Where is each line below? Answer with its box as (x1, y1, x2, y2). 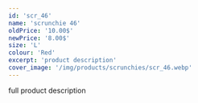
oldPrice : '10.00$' (8, 26, 74, 34)
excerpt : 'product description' (8, 57, 117, 65)
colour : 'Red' (8, 49, 56, 57)
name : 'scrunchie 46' (8, 19, 81, 27)
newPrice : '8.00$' (8, 34, 70, 42)
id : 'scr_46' (8, 11, 52, 20)
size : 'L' (8, 42, 42, 50)
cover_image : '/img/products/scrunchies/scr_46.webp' (8, 64, 193, 72)
